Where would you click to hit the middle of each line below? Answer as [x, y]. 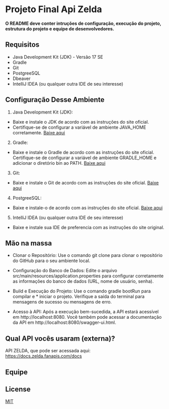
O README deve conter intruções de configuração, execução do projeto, [83, 23]
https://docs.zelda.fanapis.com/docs [44, 356]
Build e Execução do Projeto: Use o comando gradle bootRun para [81, 291]
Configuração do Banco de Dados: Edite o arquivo [65, 271]
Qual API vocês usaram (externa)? [60, 338]
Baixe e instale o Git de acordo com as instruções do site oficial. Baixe [86, 182]
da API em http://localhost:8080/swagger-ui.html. [64, 322]
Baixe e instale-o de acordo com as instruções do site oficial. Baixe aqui [88, 208]
